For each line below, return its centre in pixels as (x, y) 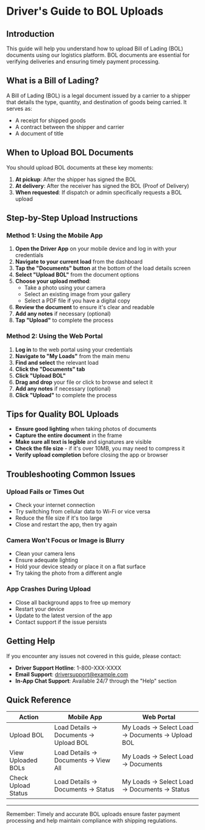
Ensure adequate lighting (46, 560)
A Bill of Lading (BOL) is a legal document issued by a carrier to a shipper (99, 95)
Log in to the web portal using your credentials (74, 350)
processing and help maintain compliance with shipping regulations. (92, 821)
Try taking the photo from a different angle (69, 573)
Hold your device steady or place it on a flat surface (81, 567)
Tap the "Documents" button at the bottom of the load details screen (103, 268)
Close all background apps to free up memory (73, 602)
